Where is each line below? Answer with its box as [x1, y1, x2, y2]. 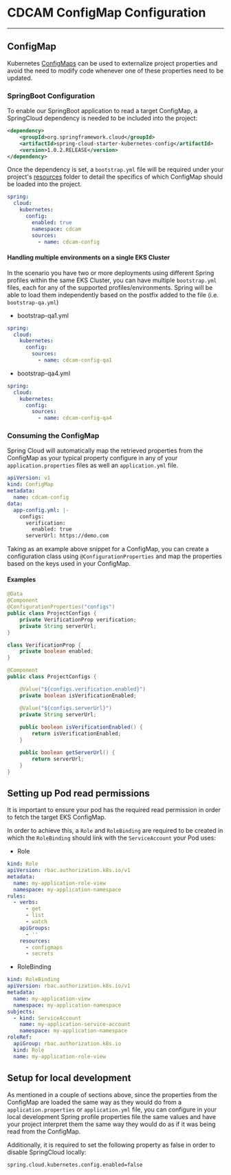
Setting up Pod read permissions [7, 787, 150, 799]
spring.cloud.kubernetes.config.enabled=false [7, 1161, 143, 1168]
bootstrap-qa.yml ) [7, 298, 59, 306]
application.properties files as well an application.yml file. [7, 461, 179, 470]
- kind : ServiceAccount [13, 1014, 81, 1022]
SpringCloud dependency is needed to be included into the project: [7, 114, 198, 122]
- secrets [25, 950, 54, 957]
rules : [7, 892, 26, 900]
